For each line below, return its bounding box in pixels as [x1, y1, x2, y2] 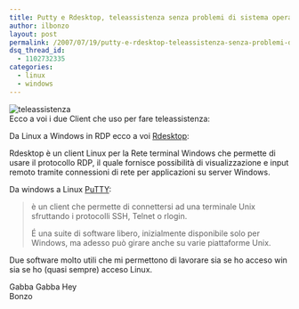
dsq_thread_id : [9, 46, 66, 55]
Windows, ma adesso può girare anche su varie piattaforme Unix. [30, 237, 271, 248]
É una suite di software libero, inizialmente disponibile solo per [30, 228, 261, 239]
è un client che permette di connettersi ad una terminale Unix [30, 201, 256, 212]
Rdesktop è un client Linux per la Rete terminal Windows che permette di [9, 148, 276, 159]
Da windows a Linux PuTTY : [9, 183, 112, 194]
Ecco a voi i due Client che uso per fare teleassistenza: [9, 113, 211, 124]
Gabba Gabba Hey [9, 281, 77, 292]
